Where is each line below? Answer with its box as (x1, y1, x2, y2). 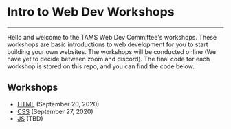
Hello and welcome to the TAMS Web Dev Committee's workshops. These (7, 33, 217, 41)
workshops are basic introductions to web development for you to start (7, 40, 208, 48)
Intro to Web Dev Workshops (7, 4, 175, 20)
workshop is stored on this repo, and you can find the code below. (7, 62, 195, 70)
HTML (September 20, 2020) (16, 100, 100, 108)
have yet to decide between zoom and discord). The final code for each (7, 55, 210, 63)
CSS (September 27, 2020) (16, 107, 94, 115)
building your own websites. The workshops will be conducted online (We (7, 47, 217, 55)
